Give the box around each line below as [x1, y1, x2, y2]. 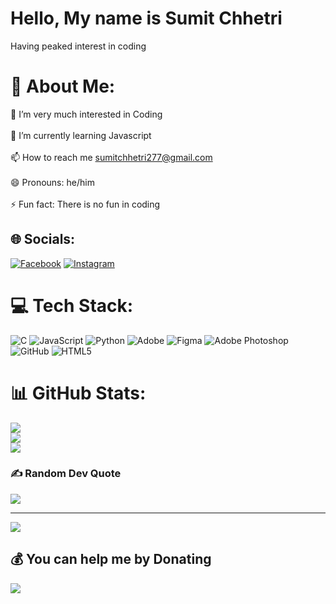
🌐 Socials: [10, 231, 76, 248]
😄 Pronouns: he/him [10, 176, 95, 188]
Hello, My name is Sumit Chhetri [10, 7, 283, 30]
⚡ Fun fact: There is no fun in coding [10, 198, 161, 210]
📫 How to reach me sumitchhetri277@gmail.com [10, 151, 213, 163]
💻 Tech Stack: [10, 294, 134, 317]
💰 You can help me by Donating [10, 551, 212, 568]
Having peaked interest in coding [10, 40, 147, 52]
